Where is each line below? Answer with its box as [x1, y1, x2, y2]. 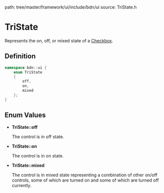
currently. [11, 182, 32, 188]
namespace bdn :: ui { [4, 65, 47, 70]
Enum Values [4, 111, 46, 119]
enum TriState [13, 70, 42, 75]
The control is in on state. [11, 153, 64, 158]
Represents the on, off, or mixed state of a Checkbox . [4, 38, 114, 43]
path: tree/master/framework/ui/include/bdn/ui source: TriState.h [4, 4, 137, 10]
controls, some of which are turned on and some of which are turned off [11, 177, 159, 183]
